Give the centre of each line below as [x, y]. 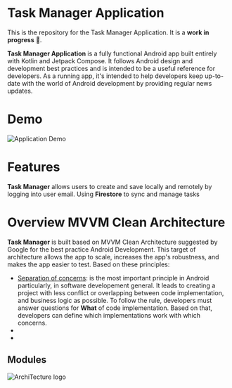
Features [34, 167]
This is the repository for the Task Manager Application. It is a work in [108, 32]
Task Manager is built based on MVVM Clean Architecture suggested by [112, 242]
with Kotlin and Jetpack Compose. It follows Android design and [100, 60]
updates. [20, 91]
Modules [27, 360]
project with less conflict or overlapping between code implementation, [121, 292]
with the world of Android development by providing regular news [117, 83]
